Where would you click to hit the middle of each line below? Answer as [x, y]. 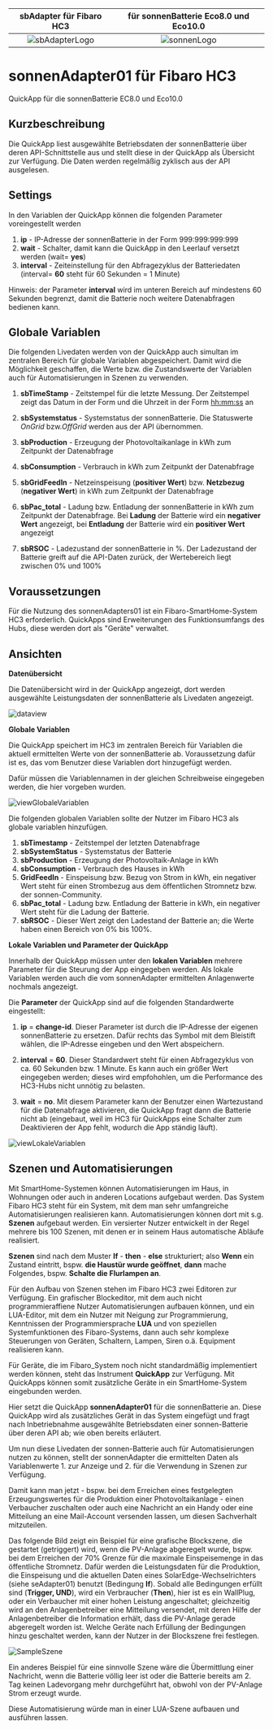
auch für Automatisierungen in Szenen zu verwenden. [99, 378]
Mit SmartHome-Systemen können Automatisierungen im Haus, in [119, 1188]
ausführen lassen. [39, 1717]
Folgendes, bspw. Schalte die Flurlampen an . [84, 1273]
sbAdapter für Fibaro [61, 16]
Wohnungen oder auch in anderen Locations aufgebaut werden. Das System [136, 1197]
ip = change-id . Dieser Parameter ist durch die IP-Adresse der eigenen [139, 1027]
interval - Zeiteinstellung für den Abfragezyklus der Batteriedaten [130, 265]
